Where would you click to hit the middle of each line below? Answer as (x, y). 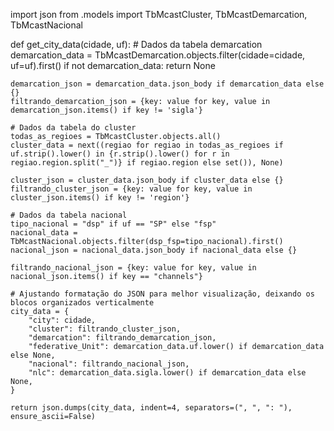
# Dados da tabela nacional (69, 215)
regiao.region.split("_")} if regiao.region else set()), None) (147, 163)
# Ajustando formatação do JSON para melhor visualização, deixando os (162, 294)
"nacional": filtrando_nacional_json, (109, 364)
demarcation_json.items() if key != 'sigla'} (106, 110)
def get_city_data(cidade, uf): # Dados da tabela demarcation (136, 44)
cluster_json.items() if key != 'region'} (100, 198)
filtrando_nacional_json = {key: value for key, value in (133, 268)
